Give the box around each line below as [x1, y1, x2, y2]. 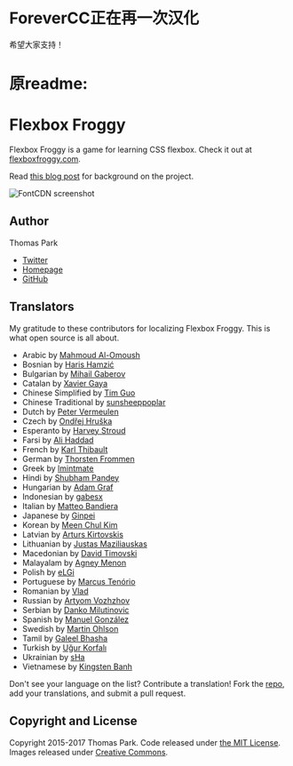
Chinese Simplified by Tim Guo [21, 387, 136, 398]
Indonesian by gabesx [21, 491, 104, 502]
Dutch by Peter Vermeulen [21, 406, 119, 417]
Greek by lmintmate [21, 463, 94, 474]
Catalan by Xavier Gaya [21, 378, 108, 388]
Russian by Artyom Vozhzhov [21, 594, 131, 605]
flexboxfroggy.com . [9, 154, 82, 164]
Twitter [21, 254, 49, 265]
